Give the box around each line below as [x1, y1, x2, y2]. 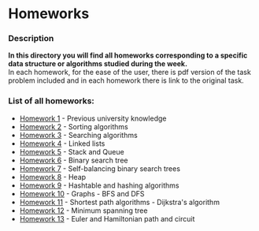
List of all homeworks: [8, 95, 94, 106]
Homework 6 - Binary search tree [19, 155, 128, 165]
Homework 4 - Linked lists [19, 139, 105, 148]
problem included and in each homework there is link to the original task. [8, 76, 244, 85]
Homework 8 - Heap [19, 172, 87, 181]
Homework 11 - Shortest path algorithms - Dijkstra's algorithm [19, 197, 220, 207]
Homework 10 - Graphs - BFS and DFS [19, 188, 145, 198]
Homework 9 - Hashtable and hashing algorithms [19, 181, 179, 190]
